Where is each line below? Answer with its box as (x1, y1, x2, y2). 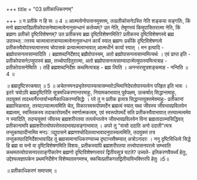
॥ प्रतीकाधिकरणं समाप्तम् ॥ (6, 167, 57, 174)
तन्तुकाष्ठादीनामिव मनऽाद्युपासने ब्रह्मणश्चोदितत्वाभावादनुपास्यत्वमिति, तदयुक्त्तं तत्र (6, 129, 156, 136)
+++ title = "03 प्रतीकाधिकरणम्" (6, 6, 74, 12)
